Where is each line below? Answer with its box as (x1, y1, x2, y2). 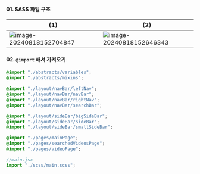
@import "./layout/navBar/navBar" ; (6, 91, 95, 98)
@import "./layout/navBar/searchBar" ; (6, 102, 102, 108)
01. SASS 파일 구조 (6, 5, 51, 13)
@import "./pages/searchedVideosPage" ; (6, 141, 105, 147)
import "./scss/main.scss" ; (6, 162, 76, 168)
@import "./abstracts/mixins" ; (6, 75, 84, 81)
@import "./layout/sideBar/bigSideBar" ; (6, 113, 108, 119)
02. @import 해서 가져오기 (6, 55, 66, 63)
